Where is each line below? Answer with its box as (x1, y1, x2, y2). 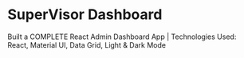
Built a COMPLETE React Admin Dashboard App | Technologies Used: (7, 32, 237, 41)
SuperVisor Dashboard (7, 6, 163, 24)
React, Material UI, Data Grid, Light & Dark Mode (7, 40, 167, 49)
